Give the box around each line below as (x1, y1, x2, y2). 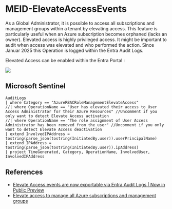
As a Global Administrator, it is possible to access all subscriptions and (5, 20, 155, 26)
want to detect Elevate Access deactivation (5, 127, 102, 132)
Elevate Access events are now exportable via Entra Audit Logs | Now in (12, 181, 165, 187)
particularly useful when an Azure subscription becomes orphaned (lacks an (5, 31, 167, 37)
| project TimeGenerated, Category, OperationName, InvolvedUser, (5, 149, 150, 155)
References (5, 168, 43, 177)
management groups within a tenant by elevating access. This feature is (5, 25, 158, 31)
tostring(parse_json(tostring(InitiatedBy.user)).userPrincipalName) (5, 136, 158, 141)
